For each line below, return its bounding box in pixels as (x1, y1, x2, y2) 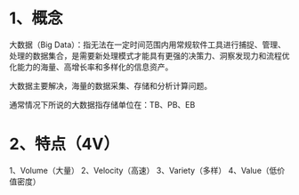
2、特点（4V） (9, 134, 120, 154)
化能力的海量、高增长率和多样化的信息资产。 (9, 61, 174, 72)
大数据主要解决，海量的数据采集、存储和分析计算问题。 (9, 80, 212, 91)
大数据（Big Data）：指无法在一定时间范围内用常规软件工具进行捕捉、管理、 (9, 39, 287, 50)
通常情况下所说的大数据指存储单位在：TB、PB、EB (9, 99, 196, 110)
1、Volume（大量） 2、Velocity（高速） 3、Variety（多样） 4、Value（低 (9, 165, 278, 175)
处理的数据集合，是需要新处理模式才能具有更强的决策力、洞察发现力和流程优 (9, 50, 290, 61)
